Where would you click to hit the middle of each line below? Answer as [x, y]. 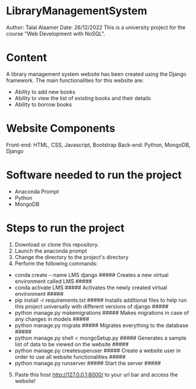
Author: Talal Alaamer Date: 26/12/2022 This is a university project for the [96, 27]
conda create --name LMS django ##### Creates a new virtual [91, 275]
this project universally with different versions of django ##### [91, 306]
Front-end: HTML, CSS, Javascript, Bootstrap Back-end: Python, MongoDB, [98, 145]
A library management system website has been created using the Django [96, 74]
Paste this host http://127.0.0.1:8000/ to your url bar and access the [96, 374]
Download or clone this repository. [57, 244]
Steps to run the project [65, 228]
